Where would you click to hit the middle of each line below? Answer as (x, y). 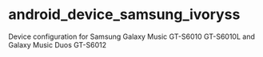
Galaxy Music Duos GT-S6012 (57, 44)
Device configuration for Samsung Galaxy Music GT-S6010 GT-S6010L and (132, 36)
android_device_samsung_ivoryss (124, 15)
